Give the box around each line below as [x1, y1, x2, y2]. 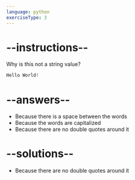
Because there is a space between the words [14, 113, 128, 120]
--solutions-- [6, 147, 74, 161]
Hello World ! [6, 72, 39, 79]
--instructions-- [6, 41, 89, 55]
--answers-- [6, 93, 71, 107]
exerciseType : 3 [6, 15, 47, 21]
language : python [6, 8, 50, 15]
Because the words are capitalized [14, 119, 101, 127]
